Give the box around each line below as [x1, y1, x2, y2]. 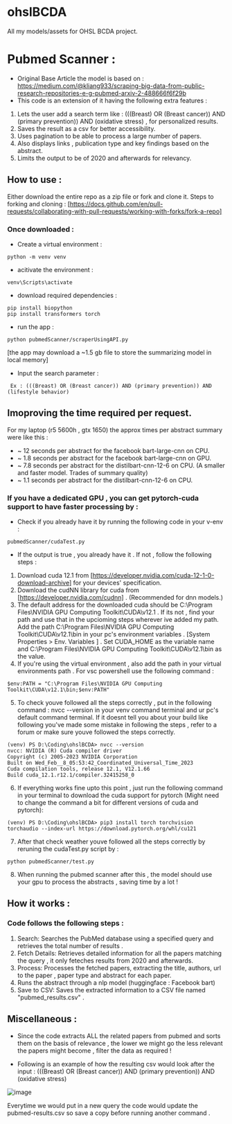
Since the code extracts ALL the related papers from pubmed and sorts [17, 1031, 221, 1040]
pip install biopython [7, 304, 73, 312]
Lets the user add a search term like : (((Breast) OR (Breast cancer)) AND [17, 109, 226, 118]
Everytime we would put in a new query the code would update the [7, 1101, 199, 1109]
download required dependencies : [17, 291, 118, 299]
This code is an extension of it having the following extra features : [17, 96, 208, 105]
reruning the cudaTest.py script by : [17, 845, 119, 853]
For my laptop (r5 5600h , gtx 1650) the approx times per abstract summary [7, 425, 223, 434]
